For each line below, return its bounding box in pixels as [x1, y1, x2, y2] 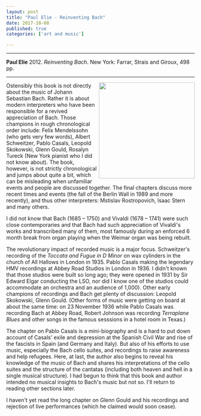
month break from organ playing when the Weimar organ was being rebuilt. [6, 234, 191, 241]
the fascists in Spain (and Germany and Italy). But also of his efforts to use [6, 340, 190, 348]
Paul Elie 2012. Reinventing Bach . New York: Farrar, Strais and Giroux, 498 [6, 58, 190, 66]
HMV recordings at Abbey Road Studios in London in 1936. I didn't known [6, 265, 187, 272]
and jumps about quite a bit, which [6, 172, 92, 179]
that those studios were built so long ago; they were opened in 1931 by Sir [6, 271, 188, 279]
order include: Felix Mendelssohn [6, 127, 89, 134]
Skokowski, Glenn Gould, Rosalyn [6, 146, 89, 153]
